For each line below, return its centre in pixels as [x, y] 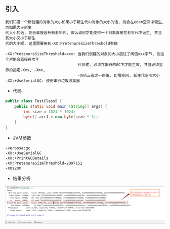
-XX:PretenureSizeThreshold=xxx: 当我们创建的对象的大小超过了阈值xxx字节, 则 [83, 54]
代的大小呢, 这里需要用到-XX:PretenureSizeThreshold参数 [61, 43]
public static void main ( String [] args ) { [61, 106]
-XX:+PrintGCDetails [27, 158]
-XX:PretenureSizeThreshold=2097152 [44, 163]
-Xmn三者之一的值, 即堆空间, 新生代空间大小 [119, 75]
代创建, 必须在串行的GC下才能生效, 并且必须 [118, 65]
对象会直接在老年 [24, 59]
